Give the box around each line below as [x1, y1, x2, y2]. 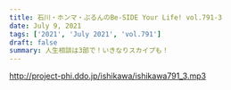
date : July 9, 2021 [9, 21, 82, 30]
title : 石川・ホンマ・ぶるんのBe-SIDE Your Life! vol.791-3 [9, 12, 223, 22]
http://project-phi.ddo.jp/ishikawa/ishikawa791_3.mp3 [9, 70, 207, 81]
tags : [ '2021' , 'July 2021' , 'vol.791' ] [9, 29, 162, 38]
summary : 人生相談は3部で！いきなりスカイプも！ [9, 46, 169, 55]
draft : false [9, 37, 58, 47]
